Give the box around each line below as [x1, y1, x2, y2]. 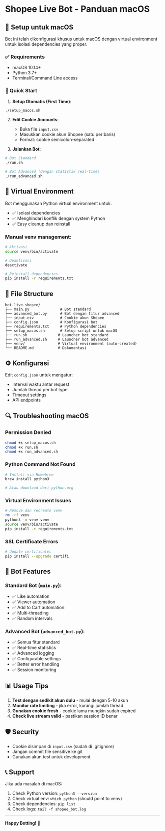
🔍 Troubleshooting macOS [5, 412, 89, 420]
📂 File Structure [5, 290, 54, 298]
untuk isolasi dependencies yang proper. [5, 41, 87, 47]
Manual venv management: [5, 233, 72, 240]
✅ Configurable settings [12, 655, 61, 661]
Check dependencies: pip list [12, 801, 76, 807]
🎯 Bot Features [5, 567, 51, 576]
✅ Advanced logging [12, 650, 55, 656]
